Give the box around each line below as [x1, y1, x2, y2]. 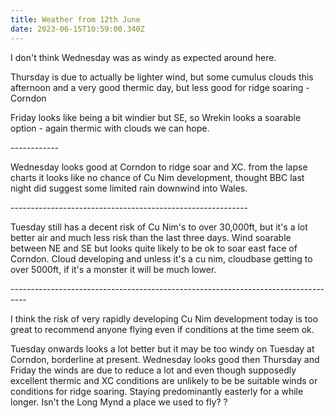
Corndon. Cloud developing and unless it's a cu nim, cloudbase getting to [10, 252, 313, 265]
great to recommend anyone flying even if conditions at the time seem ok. [10, 323, 315, 335]
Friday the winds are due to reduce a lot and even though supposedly [10, 364, 297, 376]
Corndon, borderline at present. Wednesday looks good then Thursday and [10, 353, 320, 365]
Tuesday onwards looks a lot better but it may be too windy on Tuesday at [10, 342, 315, 355]
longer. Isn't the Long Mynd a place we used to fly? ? [10, 396, 228, 408]
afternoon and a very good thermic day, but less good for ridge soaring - [10, 81, 310, 93]
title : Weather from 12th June [10, 14, 141, 25]
